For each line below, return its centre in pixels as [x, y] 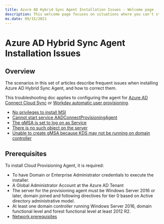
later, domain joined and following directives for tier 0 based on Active [82, 196]
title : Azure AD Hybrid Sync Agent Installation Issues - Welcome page [79, 10]
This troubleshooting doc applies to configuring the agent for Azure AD [76, 98]
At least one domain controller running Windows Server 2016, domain [82, 206]
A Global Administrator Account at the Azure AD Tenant [68, 185]
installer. [20, 180]
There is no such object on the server [50, 128]
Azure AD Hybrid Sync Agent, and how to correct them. [61, 88]
